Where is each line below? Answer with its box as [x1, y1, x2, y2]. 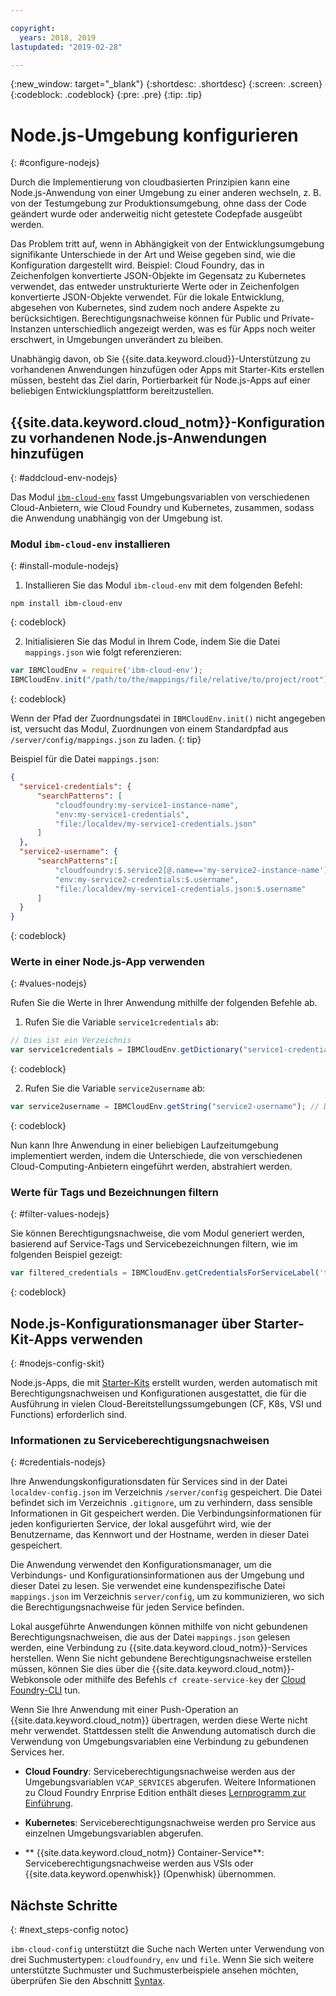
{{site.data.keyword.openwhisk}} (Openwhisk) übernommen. [24, 1868, 277, 1880]
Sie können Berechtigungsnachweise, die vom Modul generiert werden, [10, 1227, 305, 1240]
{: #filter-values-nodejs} [10, 1208, 110, 1220]
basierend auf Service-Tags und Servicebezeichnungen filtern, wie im [10, 1238, 298, 1250]
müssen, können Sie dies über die [10, 1663, 150, 1675]
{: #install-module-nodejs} [10, 560, 120, 572]
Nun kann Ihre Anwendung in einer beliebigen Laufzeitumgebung [10, 1139, 279, 1151]
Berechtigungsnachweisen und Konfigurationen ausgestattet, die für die [10, 1387, 307, 1400]
